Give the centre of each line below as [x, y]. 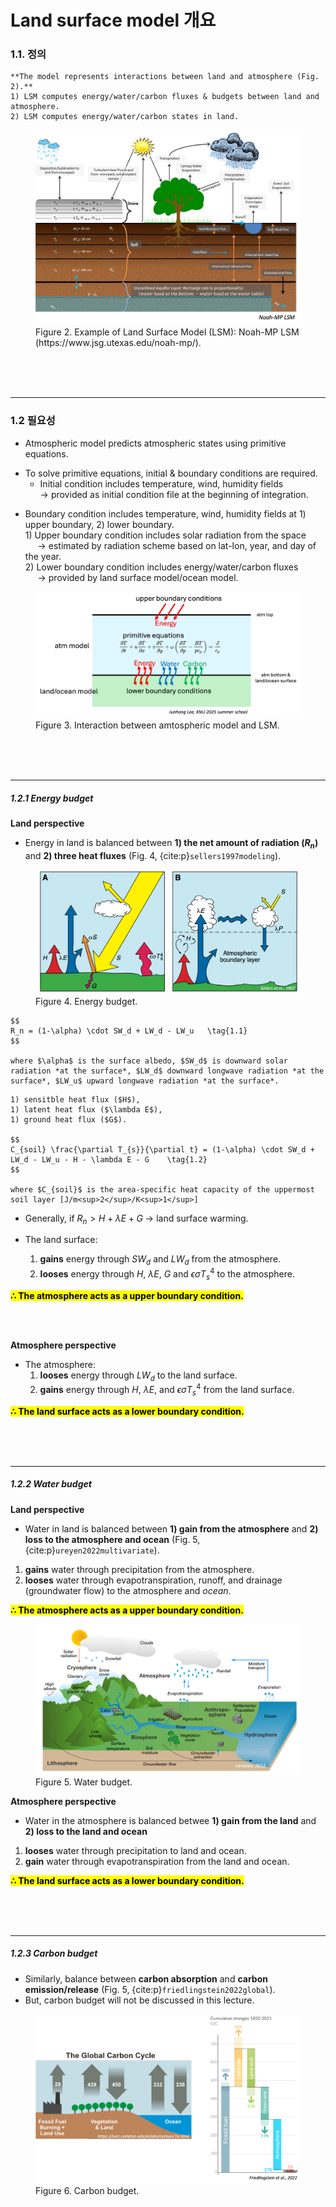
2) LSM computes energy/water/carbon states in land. [125, 117]
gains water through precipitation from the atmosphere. [139, 1569]
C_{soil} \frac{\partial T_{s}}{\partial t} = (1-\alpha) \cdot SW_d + [162, 1149]
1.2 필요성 [33, 421]
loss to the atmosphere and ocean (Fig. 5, [112, 1539]
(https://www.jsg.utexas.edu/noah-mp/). [118, 343]
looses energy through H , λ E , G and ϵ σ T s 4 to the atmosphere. [167, 1274]
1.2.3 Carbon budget [54, 1953]
